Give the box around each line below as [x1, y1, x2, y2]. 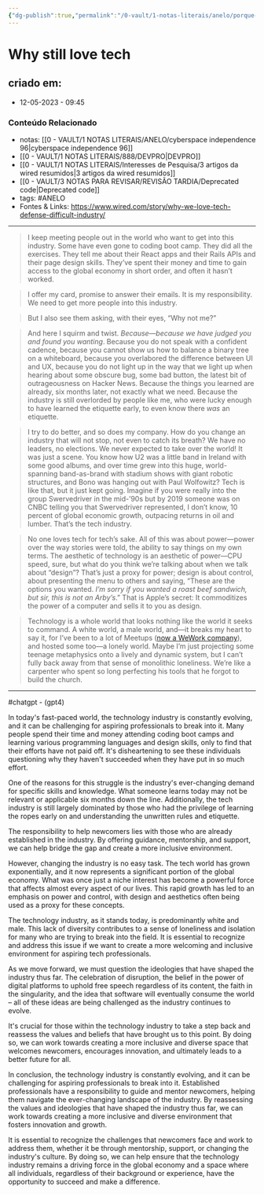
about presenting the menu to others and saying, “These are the [27, 575, 236, 586]
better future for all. [8, 1054, 71, 1064]
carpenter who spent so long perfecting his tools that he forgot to [27, 666, 240, 676]
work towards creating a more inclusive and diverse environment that [8, 1111, 233, 1121]
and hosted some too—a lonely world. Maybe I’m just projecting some [27, 641, 254, 651]
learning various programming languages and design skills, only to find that [8, 737, 252, 747]
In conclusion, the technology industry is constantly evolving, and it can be [8, 1070, 251, 1079]
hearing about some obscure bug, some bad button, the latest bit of [27, 370, 247, 380]
